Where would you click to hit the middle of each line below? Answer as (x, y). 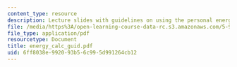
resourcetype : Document (42, 40)
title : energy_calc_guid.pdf (50, 46)
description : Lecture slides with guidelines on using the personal (110, 20)
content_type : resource (42, 14)
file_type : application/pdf (49, 33)
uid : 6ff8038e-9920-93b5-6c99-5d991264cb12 (72, 53)
